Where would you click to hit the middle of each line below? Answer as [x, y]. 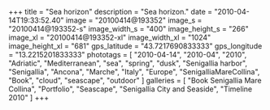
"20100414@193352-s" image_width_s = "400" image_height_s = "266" [129, 29]
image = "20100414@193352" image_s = [134, 20]
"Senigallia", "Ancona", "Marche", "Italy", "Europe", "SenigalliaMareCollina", [134, 72]
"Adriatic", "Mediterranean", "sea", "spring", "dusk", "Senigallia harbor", [128, 63]
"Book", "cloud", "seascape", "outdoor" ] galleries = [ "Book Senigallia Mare [135, 80]
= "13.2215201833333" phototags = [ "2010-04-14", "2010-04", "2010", [128, 55]
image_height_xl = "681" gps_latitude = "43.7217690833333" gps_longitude [135, 46]
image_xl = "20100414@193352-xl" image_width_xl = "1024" [110, 37]
